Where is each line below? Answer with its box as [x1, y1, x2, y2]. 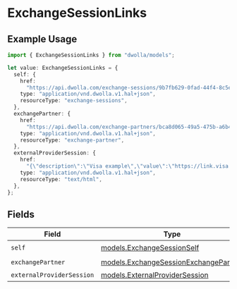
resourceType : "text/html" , [20, 176, 102, 183]
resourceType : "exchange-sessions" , [20, 97, 128, 104]
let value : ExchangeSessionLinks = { [7, 64, 119, 71]
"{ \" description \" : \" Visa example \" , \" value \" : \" [25, 163, 175, 170]
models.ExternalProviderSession [101, 270, 209, 280]
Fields [7, 208, 35, 220]
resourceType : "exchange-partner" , [20, 136, 125, 144]
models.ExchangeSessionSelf [101, 242, 200, 252]
